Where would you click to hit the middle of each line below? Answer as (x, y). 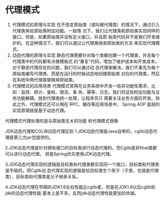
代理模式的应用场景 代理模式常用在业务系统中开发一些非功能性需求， (82, 86)
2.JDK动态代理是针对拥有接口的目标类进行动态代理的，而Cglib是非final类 (79, 148)
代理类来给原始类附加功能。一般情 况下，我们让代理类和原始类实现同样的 (86, 30)
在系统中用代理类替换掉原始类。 (44, 79)
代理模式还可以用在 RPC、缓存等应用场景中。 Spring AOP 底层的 (95, 104)
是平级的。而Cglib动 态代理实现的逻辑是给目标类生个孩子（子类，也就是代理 (82, 170)
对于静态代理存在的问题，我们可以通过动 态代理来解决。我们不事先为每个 (86, 67)
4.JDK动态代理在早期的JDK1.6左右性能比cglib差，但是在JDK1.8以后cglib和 (80, 187)
